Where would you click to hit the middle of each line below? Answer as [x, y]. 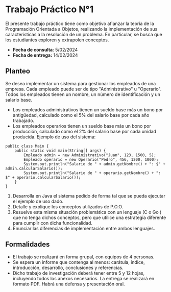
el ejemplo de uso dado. [38, 201]
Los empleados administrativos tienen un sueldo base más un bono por [88, 110]
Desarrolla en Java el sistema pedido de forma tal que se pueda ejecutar [89, 196]
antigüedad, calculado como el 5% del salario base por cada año [81, 115]
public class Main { [27, 146]
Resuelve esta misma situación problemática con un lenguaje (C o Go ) [87, 212]
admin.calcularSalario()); [34, 168]
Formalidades [28, 244]
